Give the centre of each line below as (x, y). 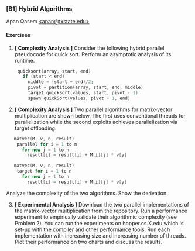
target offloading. (35, 128)
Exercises (18, 35)
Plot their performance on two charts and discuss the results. (88, 242)
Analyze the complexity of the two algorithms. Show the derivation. (87, 193)
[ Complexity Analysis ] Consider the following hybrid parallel (89, 48)
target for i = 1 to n (44, 171)
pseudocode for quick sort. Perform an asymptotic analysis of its (93, 54)
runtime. (25, 60)
